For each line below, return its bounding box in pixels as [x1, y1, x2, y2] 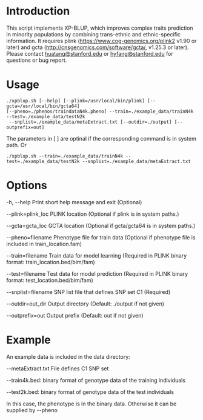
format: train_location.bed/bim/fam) [6, 258, 95, 265]
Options [6, 179, 47, 192]
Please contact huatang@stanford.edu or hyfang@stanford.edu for [6, 50, 174, 57]
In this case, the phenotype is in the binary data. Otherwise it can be [6, 400, 177, 407]
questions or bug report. [6, 56, 67, 64]
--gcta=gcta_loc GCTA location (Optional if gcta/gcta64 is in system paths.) [6, 222, 196, 229]
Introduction [6, 4, 70, 18]
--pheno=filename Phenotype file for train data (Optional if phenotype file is [6, 233, 196, 241]
